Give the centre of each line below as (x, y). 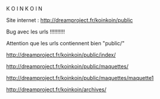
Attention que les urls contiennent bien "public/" (65, 43)
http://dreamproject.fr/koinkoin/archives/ (56, 89)
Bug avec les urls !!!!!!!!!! (36, 32)
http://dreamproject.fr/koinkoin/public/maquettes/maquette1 (80, 78)
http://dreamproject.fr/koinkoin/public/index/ (61, 55)
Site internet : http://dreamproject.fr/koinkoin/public (70, 20)
